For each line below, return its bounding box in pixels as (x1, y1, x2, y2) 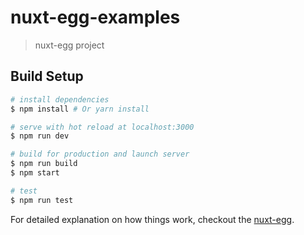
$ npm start (10, 168, 60, 178)
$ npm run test (10, 195, 74, 205)
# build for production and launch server (10, 149, 190, 160)
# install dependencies (10, 94, 110, 105)
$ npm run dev (10, 131, 70, 141)
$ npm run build (10, 159, 78, 169)
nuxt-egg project (34, 39, 105, 51)
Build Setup (10, 68, 84, 85)
